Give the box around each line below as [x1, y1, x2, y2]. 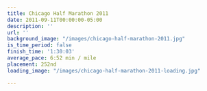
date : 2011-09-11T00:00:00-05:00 [7, 16, 103, 23]
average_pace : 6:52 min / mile [7, 55, 97, 62]
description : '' [7, 23, 53, 29]
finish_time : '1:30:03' [7, 49, 75, 55]
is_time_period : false [7, 42, 72, 49]
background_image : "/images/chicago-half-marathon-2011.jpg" [7, 36, 186, 42]
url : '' [7, 29, 29, 36]
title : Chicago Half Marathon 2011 [7, 10, 109, 17]
